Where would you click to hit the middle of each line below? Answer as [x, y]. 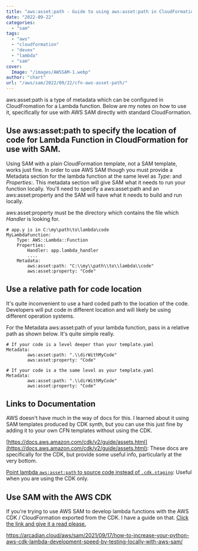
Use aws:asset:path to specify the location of [91, 131]
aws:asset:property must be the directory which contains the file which [93, 213]
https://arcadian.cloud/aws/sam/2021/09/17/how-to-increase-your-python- [98, 536]
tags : [13, 34]
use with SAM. [33, 149]
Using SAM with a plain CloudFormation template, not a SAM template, [92, 164]
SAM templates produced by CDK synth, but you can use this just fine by [95, 424]
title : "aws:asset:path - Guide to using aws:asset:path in [82, 12]
